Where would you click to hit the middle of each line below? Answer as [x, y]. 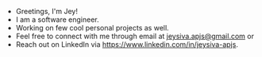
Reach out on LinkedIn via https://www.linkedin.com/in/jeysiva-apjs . [127, 45]
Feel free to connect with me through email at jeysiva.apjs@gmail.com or [135, 36]
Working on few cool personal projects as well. [92, 28]
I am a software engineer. [57, 20]
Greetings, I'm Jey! [46, 11]
